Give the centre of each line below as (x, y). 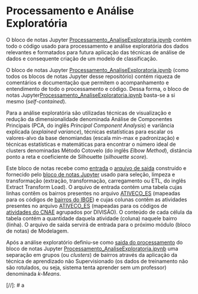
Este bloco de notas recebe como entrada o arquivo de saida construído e (96, 168)
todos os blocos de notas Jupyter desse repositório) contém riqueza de (93, 76)
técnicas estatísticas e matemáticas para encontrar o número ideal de (91, 144)
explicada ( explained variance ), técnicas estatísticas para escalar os (90, 132)
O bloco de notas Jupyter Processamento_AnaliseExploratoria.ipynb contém (99, 40)
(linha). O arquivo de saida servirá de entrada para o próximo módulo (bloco (98, 224)
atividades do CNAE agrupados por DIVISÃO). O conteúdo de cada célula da (99, 212)
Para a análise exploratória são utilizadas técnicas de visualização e (89, 113)
